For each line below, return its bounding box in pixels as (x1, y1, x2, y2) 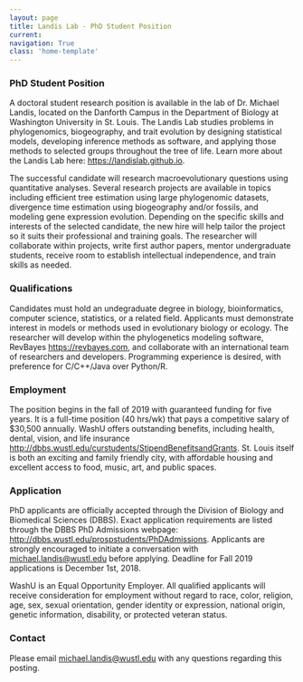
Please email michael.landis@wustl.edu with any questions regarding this (9, 652, 282, 663)
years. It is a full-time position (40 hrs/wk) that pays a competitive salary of (9, 414, 289, 424)
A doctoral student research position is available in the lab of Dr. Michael (9, 97, 279, 109)
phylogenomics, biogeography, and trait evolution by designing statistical (9, 126, 282, 137)
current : (9, 30, 43, 39)
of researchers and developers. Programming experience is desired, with (9, 351, 282, 362)
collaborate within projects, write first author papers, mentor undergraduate (9, 240, 291, 251)
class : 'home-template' (9, 47, 99, 56)
